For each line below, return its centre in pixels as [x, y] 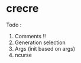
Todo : [14, 25]
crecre [22, 9]
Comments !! [30, 36]
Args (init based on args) [45, 48]
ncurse [23, 55]
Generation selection [40, 42]
